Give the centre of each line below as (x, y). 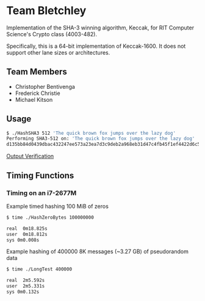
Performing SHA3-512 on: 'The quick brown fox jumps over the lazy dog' (101, 139)
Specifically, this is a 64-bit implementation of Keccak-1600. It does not (96, 46)
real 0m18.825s (27, 228)
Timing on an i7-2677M (41, 192)
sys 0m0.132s (23, 292)
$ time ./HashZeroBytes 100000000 (50, 217)
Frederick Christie (38, 93)
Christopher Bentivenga (45, 86)
